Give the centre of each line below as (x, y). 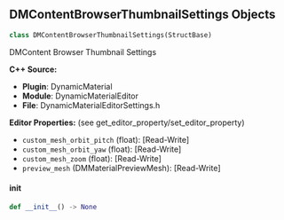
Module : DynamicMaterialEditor (80, 96)
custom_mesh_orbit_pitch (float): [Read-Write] (106, 139)
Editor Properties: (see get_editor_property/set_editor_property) (127, 122)
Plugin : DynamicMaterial (67, 86)
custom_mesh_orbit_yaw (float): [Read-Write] (102, 149)
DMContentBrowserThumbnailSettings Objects (142, 15)
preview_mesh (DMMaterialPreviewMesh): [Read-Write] (121, 168)
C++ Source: (33, 69)
